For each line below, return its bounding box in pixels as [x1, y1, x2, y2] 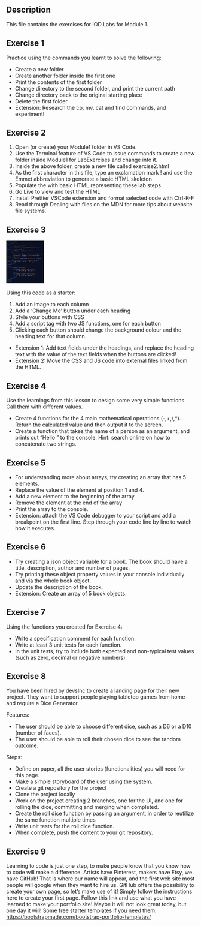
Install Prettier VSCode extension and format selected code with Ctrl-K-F [14, 194, 194, 202]
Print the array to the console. [14, 505, 89, 512]
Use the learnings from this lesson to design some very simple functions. [6, 397, 187, 404]
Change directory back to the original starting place [14, 91, 142, 98]
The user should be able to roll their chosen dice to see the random [14, 736, 181, 743]
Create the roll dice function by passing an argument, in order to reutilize [14, 810, 194, 817]
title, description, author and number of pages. [14, 564, 130, 572]
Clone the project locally [14, 791, 75, 798]
